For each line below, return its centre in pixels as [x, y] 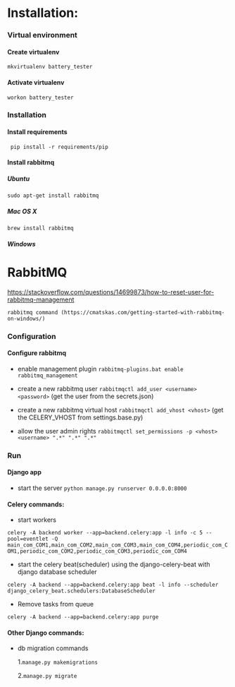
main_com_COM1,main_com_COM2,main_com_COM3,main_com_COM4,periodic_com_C [118, 545]
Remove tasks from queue [56, 604]
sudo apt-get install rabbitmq [53, 196]
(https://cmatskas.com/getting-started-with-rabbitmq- [143, 312]
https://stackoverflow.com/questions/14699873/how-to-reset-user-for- [111, 292]
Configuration [32, 336]
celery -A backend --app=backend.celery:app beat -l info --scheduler [113, 585]
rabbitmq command [33, 312]
